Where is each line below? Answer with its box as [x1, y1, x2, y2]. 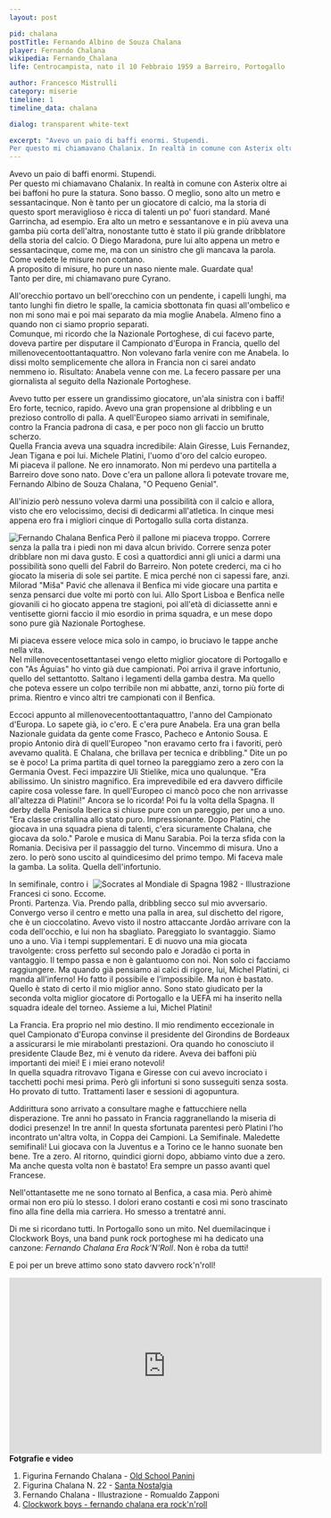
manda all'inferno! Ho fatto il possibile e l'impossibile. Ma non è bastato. [9, 974, 274, 984]
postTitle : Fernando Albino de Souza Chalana [9, 38, 181, 46]
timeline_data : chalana [9, 104, 98, 113]
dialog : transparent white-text [9, 120, 129, 129]
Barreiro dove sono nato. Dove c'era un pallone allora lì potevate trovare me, [9, 469, 290, 480]
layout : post [9, 13, 58, 22]
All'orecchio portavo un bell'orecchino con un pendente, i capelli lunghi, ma [9, 291, 287, 301]
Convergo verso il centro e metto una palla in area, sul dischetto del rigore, [9, 907, 284, 918]
